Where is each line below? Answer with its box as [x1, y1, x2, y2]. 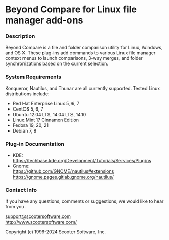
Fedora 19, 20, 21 [12, 122, 49, 128]
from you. [5, 204, 26, 210]
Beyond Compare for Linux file [5, 4, 137, 15]
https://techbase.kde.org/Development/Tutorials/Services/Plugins [12, 158, 152, 164]
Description [5, 33, 35, 40]
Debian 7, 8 [12, 127, 37, 134]
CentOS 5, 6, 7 [12, 106, 43, 112]
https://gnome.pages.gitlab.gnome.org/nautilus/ [12, 174, 114, 180]
